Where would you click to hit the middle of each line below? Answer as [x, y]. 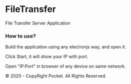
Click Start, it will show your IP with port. [47, 56]
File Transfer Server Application [38, 23]
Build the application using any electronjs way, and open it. [66, 47]
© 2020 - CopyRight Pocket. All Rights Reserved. [56, 76]
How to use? [20, 36]
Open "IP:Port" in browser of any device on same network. [65, 66]
